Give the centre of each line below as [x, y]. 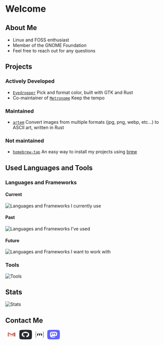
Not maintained [25, 141]
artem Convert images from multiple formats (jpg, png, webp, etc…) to [86, 122]
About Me [21, 28]
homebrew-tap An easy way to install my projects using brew [75, 152]
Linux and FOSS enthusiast [41, 40]
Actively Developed [30, 81]
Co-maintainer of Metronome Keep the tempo [59, 98]
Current [14, 195]
